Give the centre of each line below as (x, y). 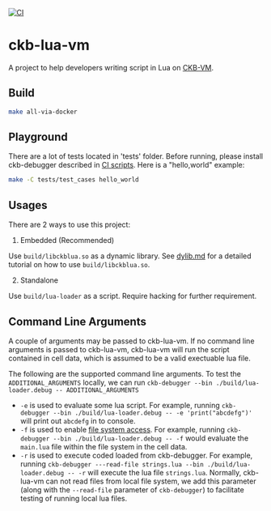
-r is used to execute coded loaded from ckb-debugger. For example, (136, 455)
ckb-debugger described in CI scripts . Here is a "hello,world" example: (127, 165)
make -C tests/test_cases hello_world (74, 180)
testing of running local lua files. (74, 498)
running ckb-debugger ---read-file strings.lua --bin (112, 464)
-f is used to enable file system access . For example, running (122, 429)
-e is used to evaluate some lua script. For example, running (120, 405)
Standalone (39, 280)
